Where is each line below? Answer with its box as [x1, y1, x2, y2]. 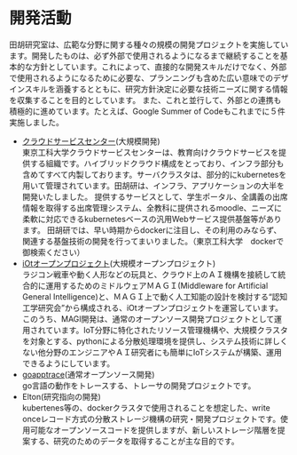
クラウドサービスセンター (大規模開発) [21, 135, 161, 147]
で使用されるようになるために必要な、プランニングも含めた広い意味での [9, 72, 273, 83]
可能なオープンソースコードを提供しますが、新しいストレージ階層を [29, 424, 277, 435]
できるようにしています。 [21, 357, 115, 369]
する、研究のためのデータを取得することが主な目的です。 [29, 435, 239, 446]
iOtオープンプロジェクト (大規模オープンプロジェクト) [21, 258, 216, 268]
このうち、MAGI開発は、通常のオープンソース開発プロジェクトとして [21, 313, 275, 324]
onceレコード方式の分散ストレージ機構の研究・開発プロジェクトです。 [21, 413, 281, 424]
